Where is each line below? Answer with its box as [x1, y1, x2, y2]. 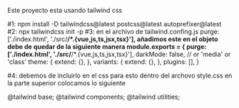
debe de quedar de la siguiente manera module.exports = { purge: [7, 43, 207, 50]
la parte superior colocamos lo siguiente [7, 79, 126, 87]
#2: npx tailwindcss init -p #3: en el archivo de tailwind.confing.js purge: [7, 28, 220, 36]
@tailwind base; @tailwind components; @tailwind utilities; [7, 92, 180, 101]
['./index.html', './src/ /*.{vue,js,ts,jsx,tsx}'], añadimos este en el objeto [7, 35, 219, 43]
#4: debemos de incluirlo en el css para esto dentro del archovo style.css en [7, 71, 233, 80]
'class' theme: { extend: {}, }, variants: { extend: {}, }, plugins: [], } [7, 58, 200, 66]
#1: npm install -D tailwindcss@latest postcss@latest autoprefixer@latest [7, 20, 222, 28]
